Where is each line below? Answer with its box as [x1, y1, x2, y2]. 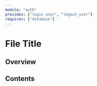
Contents [5, 75, 35, 83]
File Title [5, 38, 41, 49]
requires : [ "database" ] [5, 16, 55, 21]
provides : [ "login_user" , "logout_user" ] [5, 12, 93, 17]
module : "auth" [5, 7, 37, 12]
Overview [5, 58, 36, 66]
